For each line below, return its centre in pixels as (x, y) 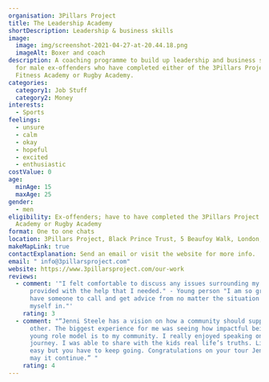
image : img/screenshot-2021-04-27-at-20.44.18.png (102, 46)
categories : (28, 82)
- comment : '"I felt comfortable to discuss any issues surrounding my (138, 284)
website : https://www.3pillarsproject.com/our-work (96, 269)
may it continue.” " (64, 358)
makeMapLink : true (39, 247)
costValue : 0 (30, 172)
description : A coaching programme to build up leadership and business (132, 61)
